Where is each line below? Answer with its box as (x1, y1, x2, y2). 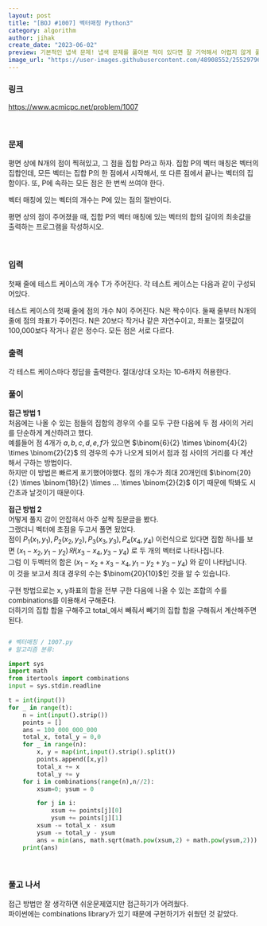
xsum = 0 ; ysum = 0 (37, 785, 94, 793)
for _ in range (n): (22, 741, 87, 749)
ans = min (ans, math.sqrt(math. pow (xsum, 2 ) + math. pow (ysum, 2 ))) (37, 836, 258, 844)
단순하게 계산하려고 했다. (16, 428, 94, 438)
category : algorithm (8, 26, 77, 34)
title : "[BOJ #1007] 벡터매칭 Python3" (8, 19, 133, 27)
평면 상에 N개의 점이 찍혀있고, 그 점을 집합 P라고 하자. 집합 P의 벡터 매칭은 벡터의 (8, 158, 259, 168)
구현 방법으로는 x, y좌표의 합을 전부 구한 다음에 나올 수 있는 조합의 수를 (8, 585, 228, 595)
